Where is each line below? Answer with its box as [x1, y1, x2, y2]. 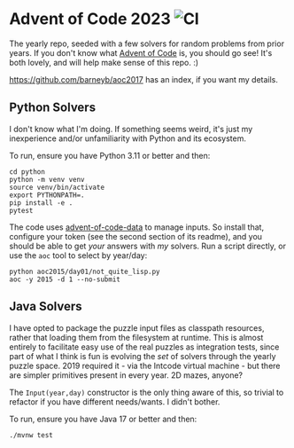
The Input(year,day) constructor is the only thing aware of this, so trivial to [9, 387, 284, 397]
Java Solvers [9, 299, 82, 314]
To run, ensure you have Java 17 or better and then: [9, 413, 197, 424]
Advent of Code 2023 [9, 9, 171, 29]
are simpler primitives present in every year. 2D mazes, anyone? [9, 369, 244, 381]
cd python [9, 167, 46, 177]
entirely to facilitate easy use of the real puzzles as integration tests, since [9, 342, 280, 352]
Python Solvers [9, 100, 96, 115]
